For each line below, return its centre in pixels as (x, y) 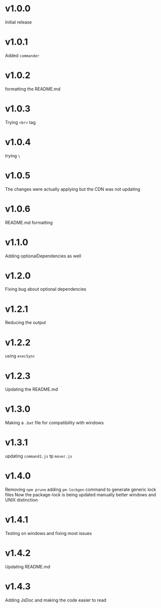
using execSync (20, 356)
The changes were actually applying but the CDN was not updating (73, 189)
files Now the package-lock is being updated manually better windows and (80, 495)
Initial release (18, 22)
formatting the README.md (33, 89)
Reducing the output (26, 323)
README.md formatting (29, 222)
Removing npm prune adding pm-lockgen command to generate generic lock (81, 490)
